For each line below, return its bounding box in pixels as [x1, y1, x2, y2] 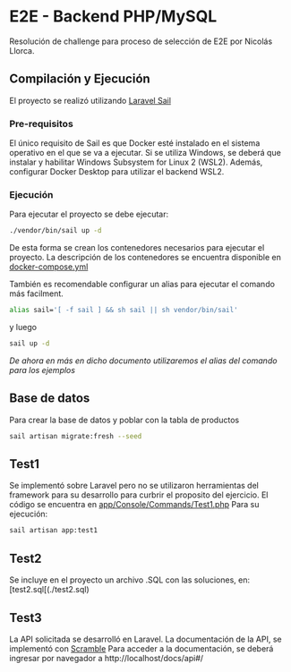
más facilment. [9, 288, 64, 299]
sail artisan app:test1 [9, 526, 98, 535]
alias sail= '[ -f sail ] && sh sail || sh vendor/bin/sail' [9, 306, 239, 315]
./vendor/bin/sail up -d [9, 226, 102, 235]
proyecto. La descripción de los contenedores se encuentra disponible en [9, 252, 282, 263]
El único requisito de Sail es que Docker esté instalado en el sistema [9, 138, 261, 149]
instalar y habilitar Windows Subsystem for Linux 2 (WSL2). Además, [9, 157, 263, 167]
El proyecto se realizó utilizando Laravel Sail [9, 95, 172, 106]
